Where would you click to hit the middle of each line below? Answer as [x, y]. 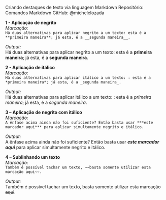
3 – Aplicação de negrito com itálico [44, 112]
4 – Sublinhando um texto [33, 157]
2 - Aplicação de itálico [30, 67]
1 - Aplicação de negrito [31, 23]
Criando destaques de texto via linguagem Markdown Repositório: [74, 7]
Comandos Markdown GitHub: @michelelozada [55, 13]
